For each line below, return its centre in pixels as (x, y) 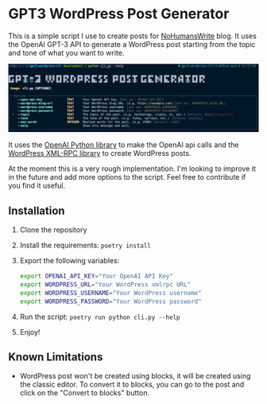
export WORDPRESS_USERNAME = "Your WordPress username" (110, 293)
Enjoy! (30, 332)
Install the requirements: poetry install (85, 245)
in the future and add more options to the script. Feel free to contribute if (127, 177)
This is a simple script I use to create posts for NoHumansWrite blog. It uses (132, 36)
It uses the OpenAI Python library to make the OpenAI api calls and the (124, 145)
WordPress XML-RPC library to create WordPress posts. (100, 153)
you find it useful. (37, 186)
